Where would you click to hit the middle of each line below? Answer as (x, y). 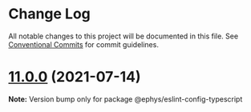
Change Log (49, 14)
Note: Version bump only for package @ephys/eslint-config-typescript (125, 99)
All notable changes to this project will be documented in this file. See (123, 36)
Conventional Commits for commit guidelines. (83, 44)
